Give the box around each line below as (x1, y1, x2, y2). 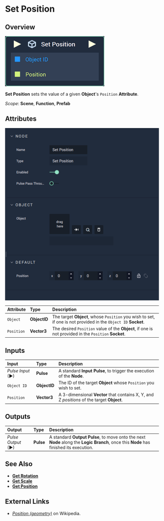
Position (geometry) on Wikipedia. (12, 510, 81, 516)
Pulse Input (7, 368, 30, 373)
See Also (5, 460, 33, 468)
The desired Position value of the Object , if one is (52, 326, 153, 331)
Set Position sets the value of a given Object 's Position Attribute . (5, 91, 139, 97)
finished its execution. (49, 444, 94, 450)
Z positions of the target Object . (58, 397, 123, 403)
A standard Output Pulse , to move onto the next (49, 434, 145, 440)
